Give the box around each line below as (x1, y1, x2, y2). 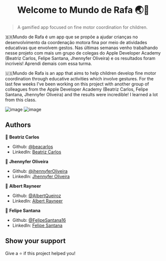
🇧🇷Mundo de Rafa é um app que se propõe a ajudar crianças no (5, 34, 138, 40)
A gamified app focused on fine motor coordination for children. (17, 24, 148, 30)
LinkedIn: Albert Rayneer (12, 197, 63, 204)
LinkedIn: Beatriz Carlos (12, 149, 61, 155)
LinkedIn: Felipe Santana (12, 222, 63, 228)
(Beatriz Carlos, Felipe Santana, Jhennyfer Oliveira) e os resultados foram (5, 55, 156, 61)
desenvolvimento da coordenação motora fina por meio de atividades (5, 39, 147, 45)
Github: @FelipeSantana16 (12, 217, 66, 223)
